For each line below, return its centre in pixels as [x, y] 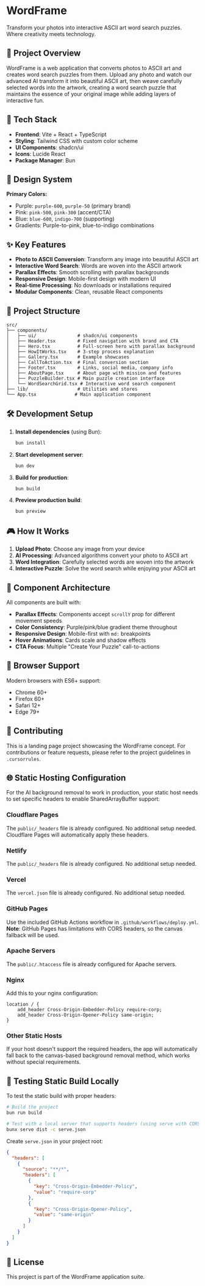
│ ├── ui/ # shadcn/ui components [72, 336]
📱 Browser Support [43, 666]
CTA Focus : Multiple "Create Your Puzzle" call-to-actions [87, 646]
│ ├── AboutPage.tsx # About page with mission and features [94, 373]
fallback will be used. [33, 935]
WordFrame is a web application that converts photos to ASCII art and [94, 68]
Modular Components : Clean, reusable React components [89, 292]
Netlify [17, 851]
